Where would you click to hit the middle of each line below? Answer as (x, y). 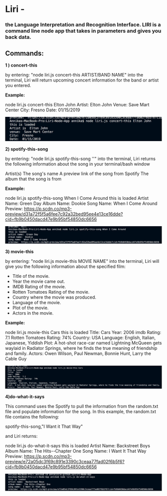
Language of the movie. (37, 303)
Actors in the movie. (33, 313)
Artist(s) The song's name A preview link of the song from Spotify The (77, 174)
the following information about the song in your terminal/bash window (78, 164)
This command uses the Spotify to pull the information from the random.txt (82, 407)
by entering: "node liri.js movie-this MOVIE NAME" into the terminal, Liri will (82, 261)
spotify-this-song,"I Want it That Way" (44, 426)
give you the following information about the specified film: (65, 266)
